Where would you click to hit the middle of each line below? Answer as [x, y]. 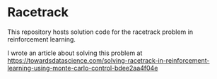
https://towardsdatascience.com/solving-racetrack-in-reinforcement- [108, 60]
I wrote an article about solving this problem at [75, 53]
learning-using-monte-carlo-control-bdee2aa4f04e [83, 68]
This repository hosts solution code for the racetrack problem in [100, 32]
